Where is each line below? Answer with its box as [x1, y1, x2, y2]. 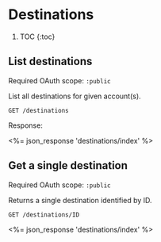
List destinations [8, 55, 93, 68]
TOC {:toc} [19, 32, 56, 41]
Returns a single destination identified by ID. [8, 195, 152, 205]
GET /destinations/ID [8, 210, 80, 219]
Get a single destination [8, 159, 128, 172]
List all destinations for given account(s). [8, 91, 141, 101]
